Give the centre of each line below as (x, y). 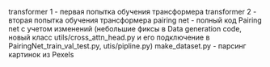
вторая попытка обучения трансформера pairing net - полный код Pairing (135, 20)
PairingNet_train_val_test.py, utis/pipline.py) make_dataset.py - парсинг (127, 46)
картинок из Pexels (41, 54)
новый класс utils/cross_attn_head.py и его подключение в (109, 37)
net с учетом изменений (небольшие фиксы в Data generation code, (125, 29)
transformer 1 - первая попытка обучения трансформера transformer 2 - (133, 12)
